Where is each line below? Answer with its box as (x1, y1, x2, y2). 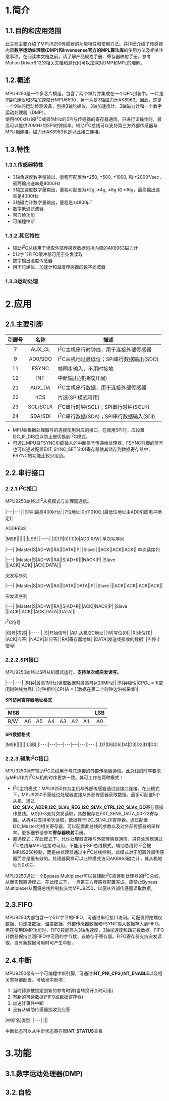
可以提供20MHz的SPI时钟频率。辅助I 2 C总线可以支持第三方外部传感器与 (9, 122, 158, 129)
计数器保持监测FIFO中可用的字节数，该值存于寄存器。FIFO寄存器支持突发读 (5, 933, 162, 939)
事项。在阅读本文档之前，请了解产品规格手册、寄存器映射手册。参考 (9, 54, 151, 59)
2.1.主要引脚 (5, 320, 43, 329)
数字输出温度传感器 (12, 257, 53, 263)
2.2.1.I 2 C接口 (5, 484, 37, 492)
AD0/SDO (28, 356, 52, 363)
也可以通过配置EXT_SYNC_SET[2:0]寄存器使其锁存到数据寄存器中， (12, 446, 153, 452)
